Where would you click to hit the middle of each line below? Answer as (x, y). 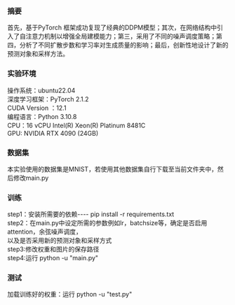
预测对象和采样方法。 (38, 54)
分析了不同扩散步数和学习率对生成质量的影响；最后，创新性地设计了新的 (124, 45)
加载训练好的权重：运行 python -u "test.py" (70, 295)
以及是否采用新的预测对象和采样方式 (60, 241)
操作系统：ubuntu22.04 (41, 90)
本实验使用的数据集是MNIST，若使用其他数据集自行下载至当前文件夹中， (112, 169)
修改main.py (31, 178)
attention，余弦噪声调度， (45, 232)
